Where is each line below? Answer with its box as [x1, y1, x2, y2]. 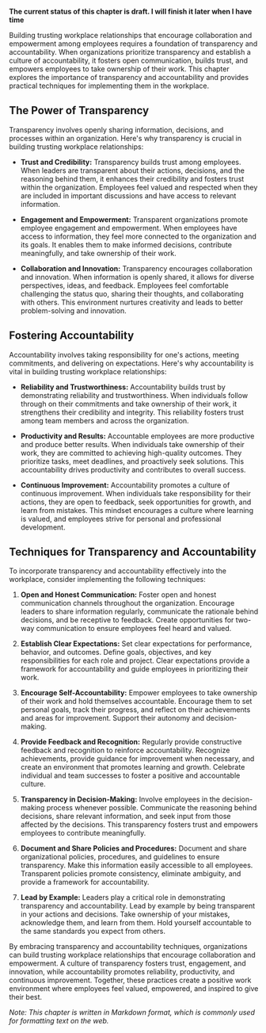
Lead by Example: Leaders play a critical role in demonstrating [20, 893, 226, 902]
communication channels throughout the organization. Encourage [20, 599, 235, 608]
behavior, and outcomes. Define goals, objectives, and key [20, 648, 212, 657]
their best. [9, 993, 43, 1002]
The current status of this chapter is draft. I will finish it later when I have [9, 7, 253, 16]
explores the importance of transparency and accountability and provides [9, 73, 249, 82]
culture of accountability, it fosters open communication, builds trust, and [9, 55, 249, 65]
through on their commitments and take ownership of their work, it [20, 399, 237, 408]
